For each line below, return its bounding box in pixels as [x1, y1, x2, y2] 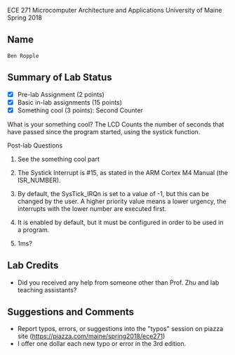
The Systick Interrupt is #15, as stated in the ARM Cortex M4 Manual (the [17, 168, 228, 176]
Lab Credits [7, 259, 59, 271]
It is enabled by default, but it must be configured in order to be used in [17, 218, 224, 226]
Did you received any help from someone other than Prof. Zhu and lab [17, 278, 220, 287]
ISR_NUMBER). [17, 176, 61, 184]
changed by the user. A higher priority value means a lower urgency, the [17, 197, 227, 205]
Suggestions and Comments [7, 306, 135, 318]
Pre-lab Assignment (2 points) [17, 90, 105, 98]
